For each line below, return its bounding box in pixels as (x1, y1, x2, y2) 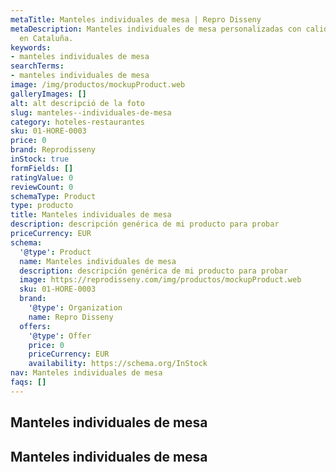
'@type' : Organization (28, 303, 123, 313)
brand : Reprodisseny (10, 145, 97, 155)
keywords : (10, 42, 52, 53)
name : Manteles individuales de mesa (19, 256, 177, 266)
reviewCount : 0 (10, 182, 74, 192)
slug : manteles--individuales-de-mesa (10, 107, 172, 118)
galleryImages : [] (10, 89, 87, 99)
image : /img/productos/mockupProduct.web (10, 80, 186, 90)
